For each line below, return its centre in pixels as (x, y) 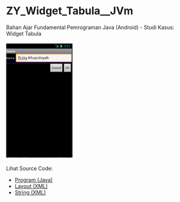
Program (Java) (34, 179)
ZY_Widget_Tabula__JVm (70, 11)
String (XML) (30, 192)
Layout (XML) (31, 186)
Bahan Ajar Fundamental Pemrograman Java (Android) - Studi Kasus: (90, 27)
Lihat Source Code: (30, 168)
